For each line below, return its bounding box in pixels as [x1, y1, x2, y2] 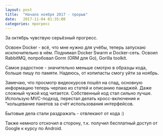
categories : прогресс [5, 21, 50, 26]
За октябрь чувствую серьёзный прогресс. [5, 35, 98, 41]
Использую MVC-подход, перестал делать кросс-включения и [5, 96, 140, 102]
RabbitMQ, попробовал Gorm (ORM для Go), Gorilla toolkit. [5, 55, 128, 61]
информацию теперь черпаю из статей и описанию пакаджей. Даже [5, 85, 152, 91]
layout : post [5, 7, 32, 12]
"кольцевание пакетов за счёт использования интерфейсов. [5, 101, 134, 107]
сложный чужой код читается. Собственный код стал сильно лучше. [5, 90, 152, 96]
